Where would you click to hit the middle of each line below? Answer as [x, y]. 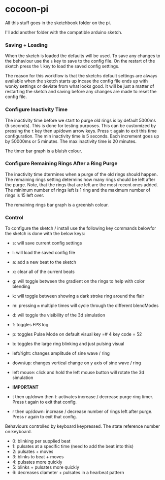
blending [21, 286]
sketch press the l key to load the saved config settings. [62, 66]
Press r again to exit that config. [45, 417]
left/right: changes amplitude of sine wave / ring [61, 353]
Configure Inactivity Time [36, 109]
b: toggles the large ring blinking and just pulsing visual [68, 344]
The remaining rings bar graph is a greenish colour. [57, 205]
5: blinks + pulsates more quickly [46, 467]
